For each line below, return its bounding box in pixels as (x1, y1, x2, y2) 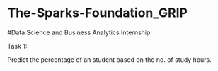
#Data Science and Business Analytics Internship (7, 28, 151, 37)
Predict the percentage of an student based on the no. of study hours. (7, 55, 212, 64)
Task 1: (7, 41, 28, 50)
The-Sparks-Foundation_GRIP (7, 5, 188, 21)
